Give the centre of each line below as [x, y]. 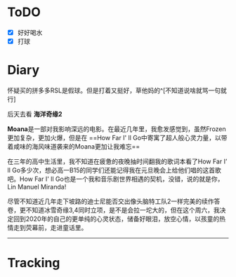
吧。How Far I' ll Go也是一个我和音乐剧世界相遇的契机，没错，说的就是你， [116, 179]
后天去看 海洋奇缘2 [35, 114]
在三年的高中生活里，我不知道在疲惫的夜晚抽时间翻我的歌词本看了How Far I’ [117, 161]
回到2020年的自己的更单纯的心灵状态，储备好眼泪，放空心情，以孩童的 [116, 219]
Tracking [34, 263]
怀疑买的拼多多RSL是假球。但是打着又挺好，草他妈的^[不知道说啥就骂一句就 [117, 90]
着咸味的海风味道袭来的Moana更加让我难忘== [74, 147]
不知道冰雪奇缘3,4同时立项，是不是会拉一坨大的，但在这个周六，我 [123, 210]
